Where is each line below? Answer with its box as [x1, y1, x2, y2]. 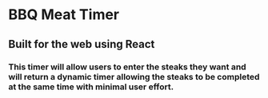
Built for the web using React [8, 37, 155, 51]
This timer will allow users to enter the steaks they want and [8, 61, 246, 73]
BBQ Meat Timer [8, 6, 120, 24]
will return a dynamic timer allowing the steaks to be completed [8, 71, 260, 82]
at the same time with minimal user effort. [8, 81, 174, 92]
